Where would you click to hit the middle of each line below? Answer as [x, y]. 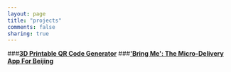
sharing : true [28, 34]
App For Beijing [31, 61]
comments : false [31, 27]
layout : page [27, 14]
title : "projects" [34, 20]
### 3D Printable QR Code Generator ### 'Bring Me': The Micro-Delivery [116, 54]
